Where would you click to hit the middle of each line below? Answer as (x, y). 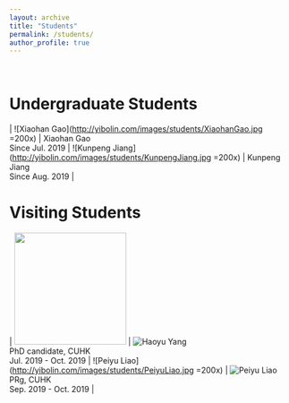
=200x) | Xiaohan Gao (50, 139)
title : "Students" (43, 26)
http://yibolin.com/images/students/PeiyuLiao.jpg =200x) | (120, 370)
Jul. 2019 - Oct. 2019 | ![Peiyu (64, 361)
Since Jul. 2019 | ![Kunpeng (60, 148)
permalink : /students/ (51, 34)
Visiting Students (75, 213)
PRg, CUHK (30, 380)
